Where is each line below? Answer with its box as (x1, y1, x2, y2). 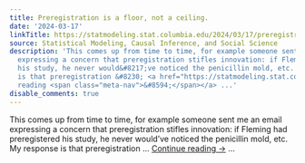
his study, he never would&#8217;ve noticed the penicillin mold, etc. (17, 64, 295, 73)
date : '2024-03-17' (9, 22, 84, 31)
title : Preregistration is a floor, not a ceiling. (9, 13, 209, 23)
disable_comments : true (9, 89, 100, 98)
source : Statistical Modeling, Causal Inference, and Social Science (9, 38, 279, 48)
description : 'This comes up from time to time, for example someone (9, 47, 279, 56)
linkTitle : (9, 30, 51, 39)
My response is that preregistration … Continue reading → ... (9, 142, 236, 154)
